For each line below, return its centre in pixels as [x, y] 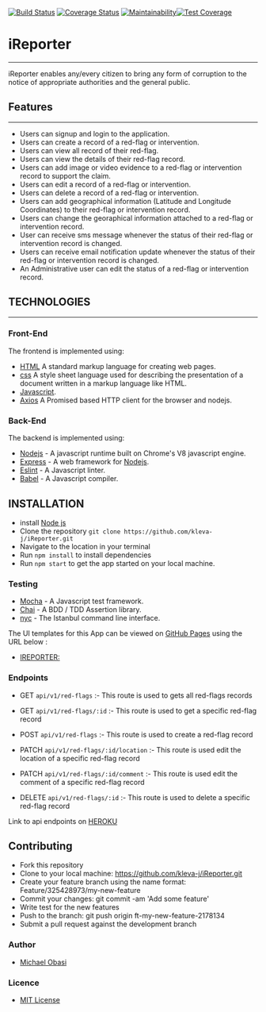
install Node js [43, 522]
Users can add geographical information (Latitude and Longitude [125, 201]
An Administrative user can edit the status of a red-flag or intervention [134, 268]
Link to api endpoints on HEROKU [63, 821]
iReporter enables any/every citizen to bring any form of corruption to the [128, 73]
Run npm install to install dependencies [85, 555]
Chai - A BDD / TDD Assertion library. [80, 610]
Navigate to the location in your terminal [85, 546]
